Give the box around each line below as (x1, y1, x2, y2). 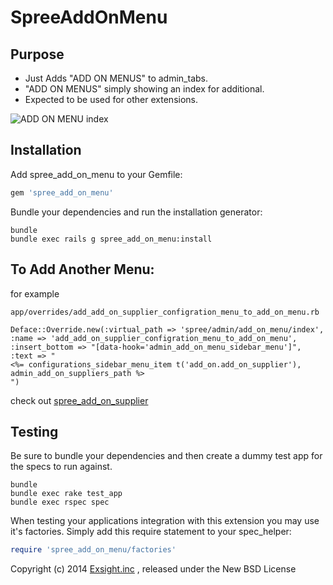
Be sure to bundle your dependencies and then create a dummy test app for (10, 450, 323, 462)
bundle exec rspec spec (10, 497, 110, 508)
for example (10, 287, 60, 300)
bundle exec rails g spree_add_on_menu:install (10, 234, 213, 244)
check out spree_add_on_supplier (10, 394, 149, 406)
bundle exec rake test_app (10, 489, 123, 499)
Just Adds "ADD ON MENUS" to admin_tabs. (24, 72, 209, 84)
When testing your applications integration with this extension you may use (10, 515, 320, 527)
